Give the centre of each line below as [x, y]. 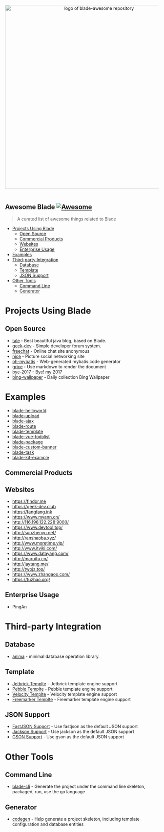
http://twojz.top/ [28, 569]
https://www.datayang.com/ [40, 553]
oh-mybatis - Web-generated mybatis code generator [66, 361]
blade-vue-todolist [31, 437]
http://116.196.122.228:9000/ [41, 522]
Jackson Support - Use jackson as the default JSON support [73, 732]
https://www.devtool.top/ [37, 527]
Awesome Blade [30, 207]
